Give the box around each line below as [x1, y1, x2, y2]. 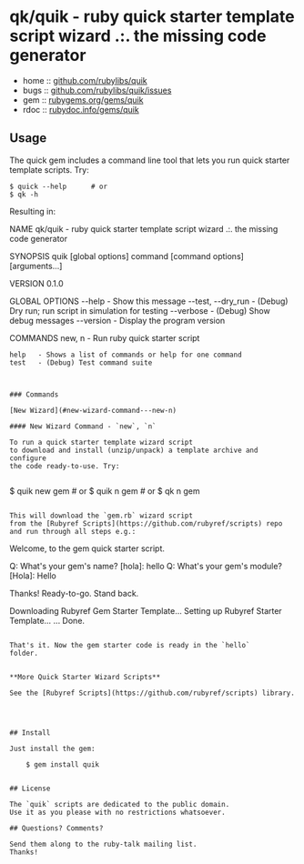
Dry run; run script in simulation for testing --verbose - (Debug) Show [9, 305, 270, 316]
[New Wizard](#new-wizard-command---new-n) [9, 406, 177, 415]
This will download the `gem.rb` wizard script [9, 511, 194, 520]
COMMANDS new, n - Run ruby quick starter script [9, 332, 200, 343]
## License [9, 784, 51, 793]
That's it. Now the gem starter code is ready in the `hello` [9, 640, 250, 649]
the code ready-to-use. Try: [9, 461, 120, 470]
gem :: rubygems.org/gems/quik [22, 94, 144, 105]
